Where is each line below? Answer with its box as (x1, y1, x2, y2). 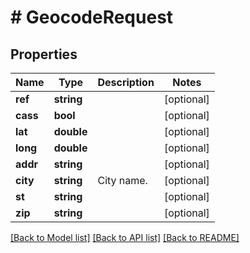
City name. (97, 174, 148, 187)
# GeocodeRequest (10, 6, 174, 29)
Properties (10, 46, 78, 63)
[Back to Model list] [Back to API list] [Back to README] (10, 232, 240, 243)
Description (97, 76, 155, 89)
